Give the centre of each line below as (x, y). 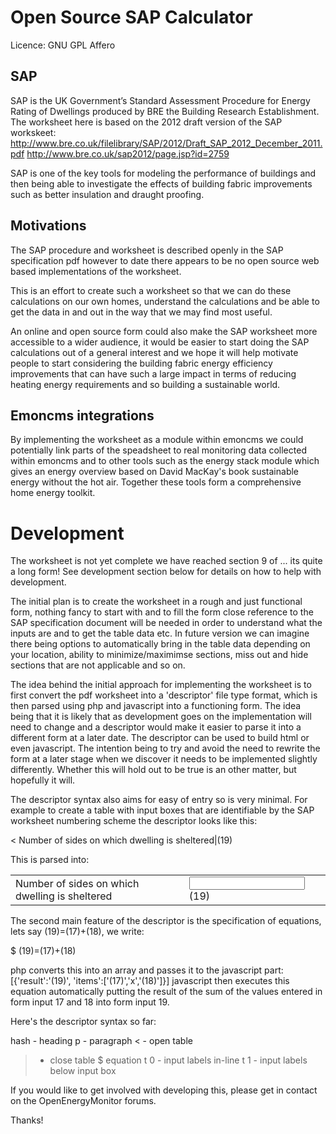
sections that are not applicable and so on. (98, 665)
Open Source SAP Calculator (131, 17)
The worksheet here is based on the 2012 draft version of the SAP (146, 122)
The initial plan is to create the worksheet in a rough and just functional (156, 602)
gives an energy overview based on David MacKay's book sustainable (155, 472)
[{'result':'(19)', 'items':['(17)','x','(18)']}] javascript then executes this (150, 981)
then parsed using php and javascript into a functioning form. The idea (156, 706)
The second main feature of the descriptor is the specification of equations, (166, 921)
